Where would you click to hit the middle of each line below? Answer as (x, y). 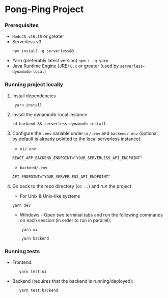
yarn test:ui (33, 272)
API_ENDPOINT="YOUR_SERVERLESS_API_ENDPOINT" (61, 177)
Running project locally (34, 85)
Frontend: (22, 262)
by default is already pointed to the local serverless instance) (76, 139)
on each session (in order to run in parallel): (65, 220)
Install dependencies (34, 96)
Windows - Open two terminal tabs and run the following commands (91, 214)
